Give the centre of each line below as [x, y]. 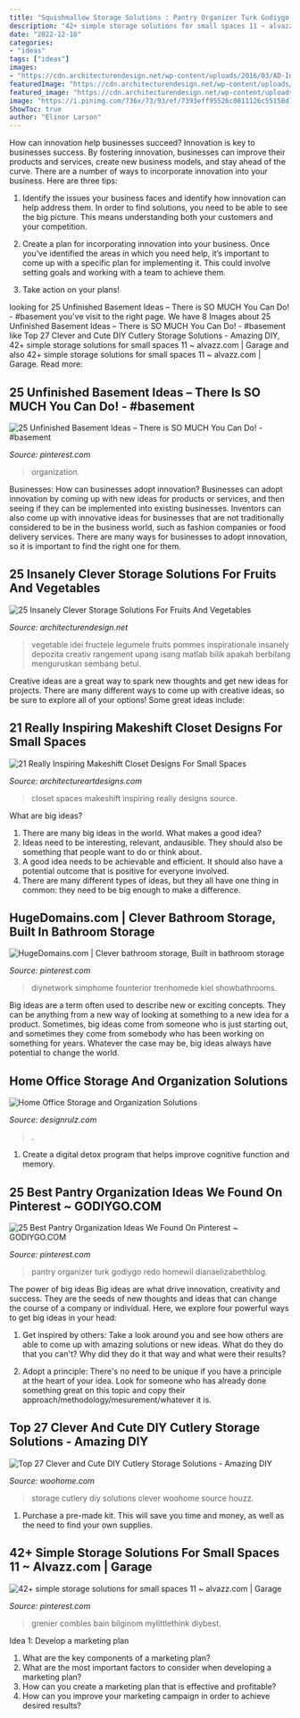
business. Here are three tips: [63, 181]
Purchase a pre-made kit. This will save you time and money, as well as [153, 1515]
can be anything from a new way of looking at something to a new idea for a [149, 1015]
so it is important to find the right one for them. [95, 546]
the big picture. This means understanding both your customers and [148, 217]
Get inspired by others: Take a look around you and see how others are [153, 1335]
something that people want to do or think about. [112, 851]
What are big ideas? [46, 816]
